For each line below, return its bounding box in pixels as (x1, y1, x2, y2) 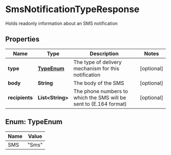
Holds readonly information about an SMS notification (5, 20, 118, 26)
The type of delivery (73, 58, 122, 65)
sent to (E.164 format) (73, 100, 127, 107)
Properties (5, 35, 40, 44)
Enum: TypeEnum (5, 118, 63, 126)
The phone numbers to (73, 88, 128, 95)
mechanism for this (73, 65, 120, 72)
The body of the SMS (73, 80, 125, 87)
